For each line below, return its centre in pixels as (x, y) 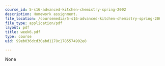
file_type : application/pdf (34, 23)
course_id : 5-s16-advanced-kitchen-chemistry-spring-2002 (66, 9)
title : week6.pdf (23, 32)
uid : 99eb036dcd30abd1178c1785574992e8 (46, 41)
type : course (18, 37)
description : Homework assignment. (41, 14)
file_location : (21, 18)
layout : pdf (17, 28)
